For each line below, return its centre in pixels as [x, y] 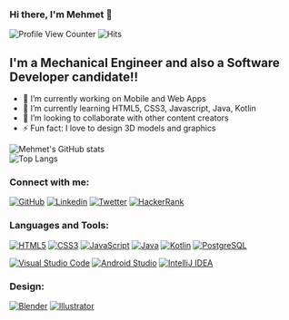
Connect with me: [50, 182]
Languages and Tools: [59, 226]
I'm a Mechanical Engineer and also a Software [144, 63]
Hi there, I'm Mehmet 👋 [61, 15]
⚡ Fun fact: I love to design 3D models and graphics [119, 128]
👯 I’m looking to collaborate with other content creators [125, 118]
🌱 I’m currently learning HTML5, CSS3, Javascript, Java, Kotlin [139, 109]
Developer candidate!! [74, 77]
